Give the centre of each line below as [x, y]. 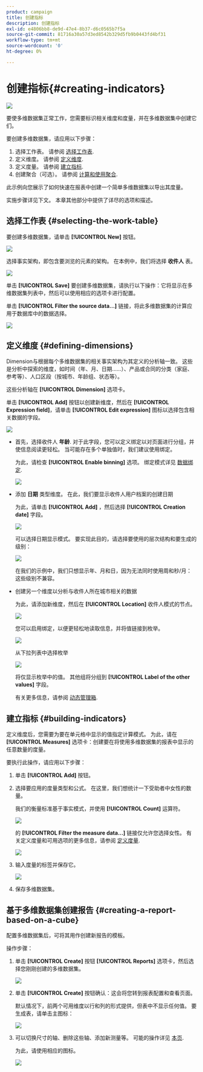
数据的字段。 [27, 418]
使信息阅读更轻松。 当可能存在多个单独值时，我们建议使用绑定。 [95, 449]
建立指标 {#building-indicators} [66, 718]
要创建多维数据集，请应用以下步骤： [51, 138]
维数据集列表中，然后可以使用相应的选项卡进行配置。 [72, 293]
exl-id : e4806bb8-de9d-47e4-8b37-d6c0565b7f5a [66, 29]
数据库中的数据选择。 [43, 313]
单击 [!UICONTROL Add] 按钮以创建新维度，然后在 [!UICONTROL [88, 402]
